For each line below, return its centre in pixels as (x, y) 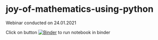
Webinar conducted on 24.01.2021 (41, 23)
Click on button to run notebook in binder (58, 32)
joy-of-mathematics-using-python (80, 9)
